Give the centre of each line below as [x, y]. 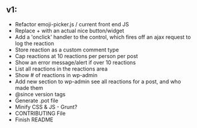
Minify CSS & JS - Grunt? [46, 106]
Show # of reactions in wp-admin [56, 75]
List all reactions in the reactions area [61, 69]
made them [29, 88]
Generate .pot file [37, 100]
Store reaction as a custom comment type [67, 50]
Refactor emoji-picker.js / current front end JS [72, 24]
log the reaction [34, 43]
